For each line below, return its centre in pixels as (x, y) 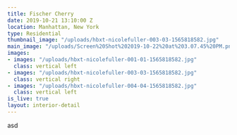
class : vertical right (47, 79)
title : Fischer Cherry (41, 14)
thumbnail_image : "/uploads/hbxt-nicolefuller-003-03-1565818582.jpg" (113, 40)
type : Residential (34, 33)
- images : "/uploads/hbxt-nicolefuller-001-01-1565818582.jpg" (102, 60)
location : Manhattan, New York (53, 27)
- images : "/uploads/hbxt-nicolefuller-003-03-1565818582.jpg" (102, 72)
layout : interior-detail (44, 105)
